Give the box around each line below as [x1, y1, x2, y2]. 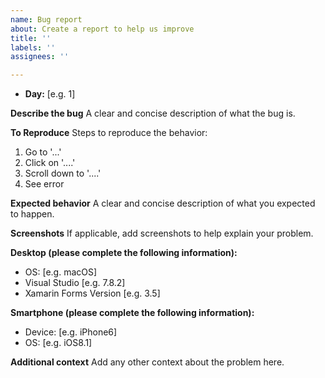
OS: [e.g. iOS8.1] [24, 337, 93, 349]
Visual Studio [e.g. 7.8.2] [24, 277, 126, 289]
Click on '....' [24, 157, 76, 169]
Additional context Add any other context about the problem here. [10, 356, 285, 368]
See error [24, 178, 65, 190]
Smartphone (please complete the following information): [10, 307, 255, 319]
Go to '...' [24, 146, 62, 158]
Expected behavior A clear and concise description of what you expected [10, 197, 316, 210]
